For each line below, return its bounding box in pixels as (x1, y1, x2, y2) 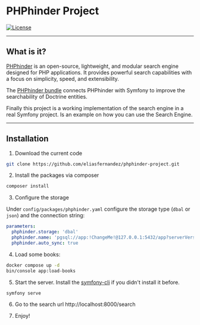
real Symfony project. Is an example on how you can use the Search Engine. (6, 111, 193, 118)
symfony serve (6, 290, 42, 296)
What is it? (6, 46, 46, 57)
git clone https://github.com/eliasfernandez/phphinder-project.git (6, 161, 180, 167)
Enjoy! (14, 312, 30, 320)
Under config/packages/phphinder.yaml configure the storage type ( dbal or (6, 205, 190, 212)
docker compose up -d (6, 262, 60, 268)
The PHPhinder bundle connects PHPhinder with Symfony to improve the (6, 86, 186, 93)
